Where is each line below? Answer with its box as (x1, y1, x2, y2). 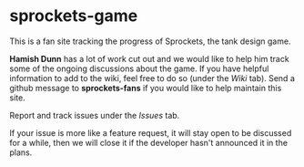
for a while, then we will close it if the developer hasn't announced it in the (9, 137, 289, 148)
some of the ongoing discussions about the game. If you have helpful (9, 63, 269, 74)
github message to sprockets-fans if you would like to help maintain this (9, 82, 282, 93)
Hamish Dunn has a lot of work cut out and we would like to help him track (9, 53, 289, 64)
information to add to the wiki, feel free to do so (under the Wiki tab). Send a (9, 72, 296, 83)
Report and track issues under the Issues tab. (9, 110, 180, 120)
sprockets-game (9, 5, 138, 26)
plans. (9, 147, 33, 158)
